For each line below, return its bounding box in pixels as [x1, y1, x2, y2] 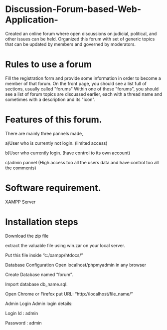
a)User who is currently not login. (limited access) [5, 140, 108, 146]
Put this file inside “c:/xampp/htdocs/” [5, 252, 83, 258]
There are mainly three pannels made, [5, 130, 83, 136]
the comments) [5, 165, 36, 171]
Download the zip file [5, 233, 49, 239]
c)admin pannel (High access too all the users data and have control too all [5, 159, 159, 165]
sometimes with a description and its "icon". [5, 96, 96, 102]
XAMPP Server [5, 199, 36, 205]
